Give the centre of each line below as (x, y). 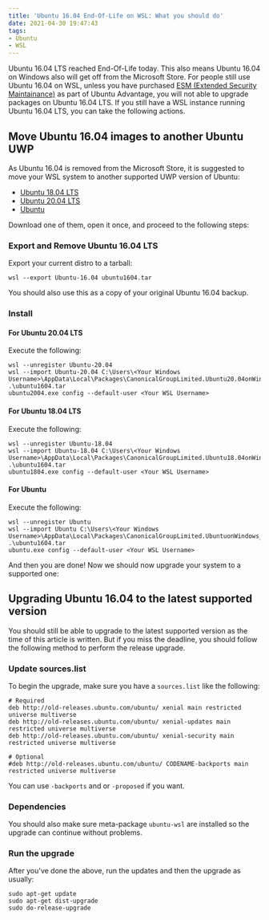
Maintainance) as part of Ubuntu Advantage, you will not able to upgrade (128, 94)
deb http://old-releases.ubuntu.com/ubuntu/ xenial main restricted (125, 707)
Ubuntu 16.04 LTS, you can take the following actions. (97, 111)
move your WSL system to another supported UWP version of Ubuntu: (124, 177)
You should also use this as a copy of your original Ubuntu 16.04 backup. (128, 293)
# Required (26, 700)
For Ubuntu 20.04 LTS (46, 332)
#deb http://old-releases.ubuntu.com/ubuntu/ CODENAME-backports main (128, 763)
